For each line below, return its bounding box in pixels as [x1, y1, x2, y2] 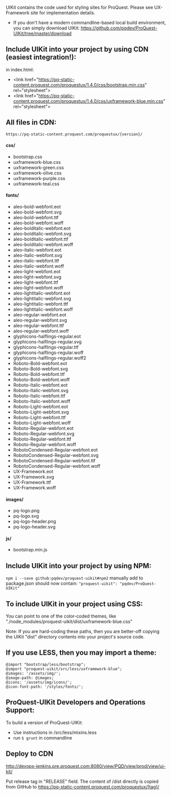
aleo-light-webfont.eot [13, 269, 61, 275]
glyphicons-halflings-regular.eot [13, 333, 81, 340]
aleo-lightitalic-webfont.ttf [13, 301, 68, 307]
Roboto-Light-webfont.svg [13, 409, 69, 415]
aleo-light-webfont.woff [13, 285, 63, 291]
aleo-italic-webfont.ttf [13, 258, 60, 264]
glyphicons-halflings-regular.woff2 [13, 355, 87, 361]
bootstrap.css [13, 154, 43, 160]
